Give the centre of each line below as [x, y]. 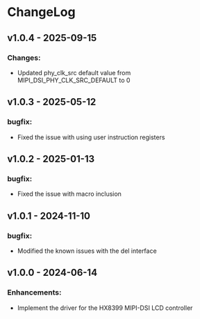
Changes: [24, 58]
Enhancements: [34, 293]
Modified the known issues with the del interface [87, 251]
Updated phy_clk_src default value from [74, 72]
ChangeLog [41, 12]
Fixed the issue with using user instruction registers [91, 137]
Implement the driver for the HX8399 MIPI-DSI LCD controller [105, 308]
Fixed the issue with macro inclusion [69, 194]
